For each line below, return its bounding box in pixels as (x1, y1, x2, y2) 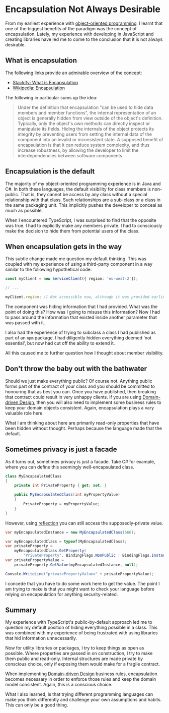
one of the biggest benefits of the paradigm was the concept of (5, 25, 137, 31)
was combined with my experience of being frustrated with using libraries (5, 630, 158, 636)
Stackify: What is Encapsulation (12, 79, 78, 85)
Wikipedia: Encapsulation (12, 85, 65, 91)
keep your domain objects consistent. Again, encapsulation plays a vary (5, 404, 154, 410)
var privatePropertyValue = (5, 558, 64, 563)
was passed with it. (5, 320, 45, 326)
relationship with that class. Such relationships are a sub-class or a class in (5, 197, 161, 203)
